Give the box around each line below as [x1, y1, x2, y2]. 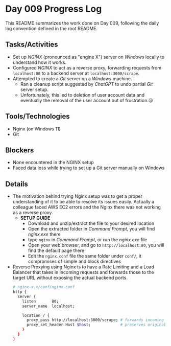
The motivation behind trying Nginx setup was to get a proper [12, 193, 143, 199]
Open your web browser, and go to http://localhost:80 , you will [28, 242, 164, 248]
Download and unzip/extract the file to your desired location [28, 220, 155, 226]
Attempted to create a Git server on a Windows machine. [12, 75, 132, 82]
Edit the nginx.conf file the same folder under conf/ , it [28, 253, 142, 259]
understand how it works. [12, 59, 66, 65]
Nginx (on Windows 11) [12, 126, 61, 132]
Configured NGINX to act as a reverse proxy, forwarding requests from [12, 64, 162, 71]
